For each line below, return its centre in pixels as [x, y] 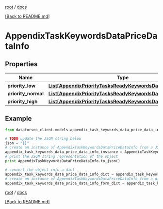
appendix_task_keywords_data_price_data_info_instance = [64, 152]
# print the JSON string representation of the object [62, 157]
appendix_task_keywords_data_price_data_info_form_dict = [65, 183]
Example [18, 119]
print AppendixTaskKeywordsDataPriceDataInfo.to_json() [63, 161]
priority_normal [26, 94]
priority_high [23, 101]
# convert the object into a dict [40, 170]
